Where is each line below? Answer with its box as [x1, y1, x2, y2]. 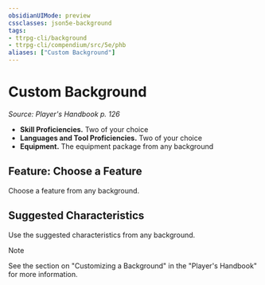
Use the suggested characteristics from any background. [8, 230, 196, 240]
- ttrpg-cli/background [8, 33, 88, 42]
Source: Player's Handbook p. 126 [8, 109, 121, 119]
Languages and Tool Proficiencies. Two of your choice [19, 133, 203, 142]
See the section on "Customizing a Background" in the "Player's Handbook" [8, 260, 257, 271]
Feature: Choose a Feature [8, 165, 142, 178]
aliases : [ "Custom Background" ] [8, 49, 115, 57]
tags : [8, 26, 26, 34]
